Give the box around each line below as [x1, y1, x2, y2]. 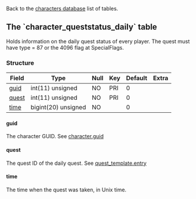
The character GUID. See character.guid [6, 133, 104, 140]
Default [126, 74, 147, 82]
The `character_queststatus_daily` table [6, 22, 158, 32]
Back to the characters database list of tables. [6, 5, 118, 12]
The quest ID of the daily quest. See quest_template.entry [6, 159, 147, 167]
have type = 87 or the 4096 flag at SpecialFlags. [6, 44, 124, 51]
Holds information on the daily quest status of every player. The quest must [6, 38, 190, 45]
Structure [6, 58, 34, 67]
